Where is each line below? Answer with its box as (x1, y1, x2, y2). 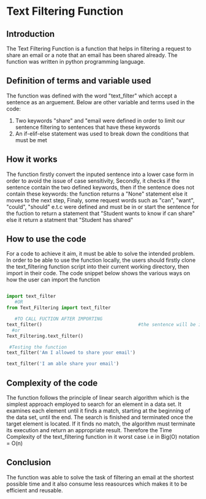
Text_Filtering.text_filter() (6, 333, 84, 339)
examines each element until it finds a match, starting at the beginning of (6, 407, 191, 414)
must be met (15, 136, 47, 143)
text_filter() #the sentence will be (6, 321, 196, 327)
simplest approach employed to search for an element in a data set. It (6, 400, 182, 408)
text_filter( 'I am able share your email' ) (6, 360, 120, 367)
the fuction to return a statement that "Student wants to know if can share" (6, 210, 195, 217)
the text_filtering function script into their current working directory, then (6, 263, 189, 270)
